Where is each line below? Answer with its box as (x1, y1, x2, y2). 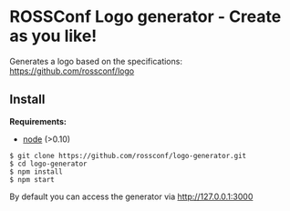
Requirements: (9, 116, 67, 126)
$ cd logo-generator (9, 159, 88, 168)
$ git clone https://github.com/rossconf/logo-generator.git (9, 151, 247, 160)
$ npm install (9, 166, 64, 176)
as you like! (9, 25, 98, 46)
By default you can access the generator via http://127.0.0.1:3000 (9, 191, 254, 202)
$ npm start (9, 175, 55, 184)
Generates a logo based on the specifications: (9, 55, 182, 66)
